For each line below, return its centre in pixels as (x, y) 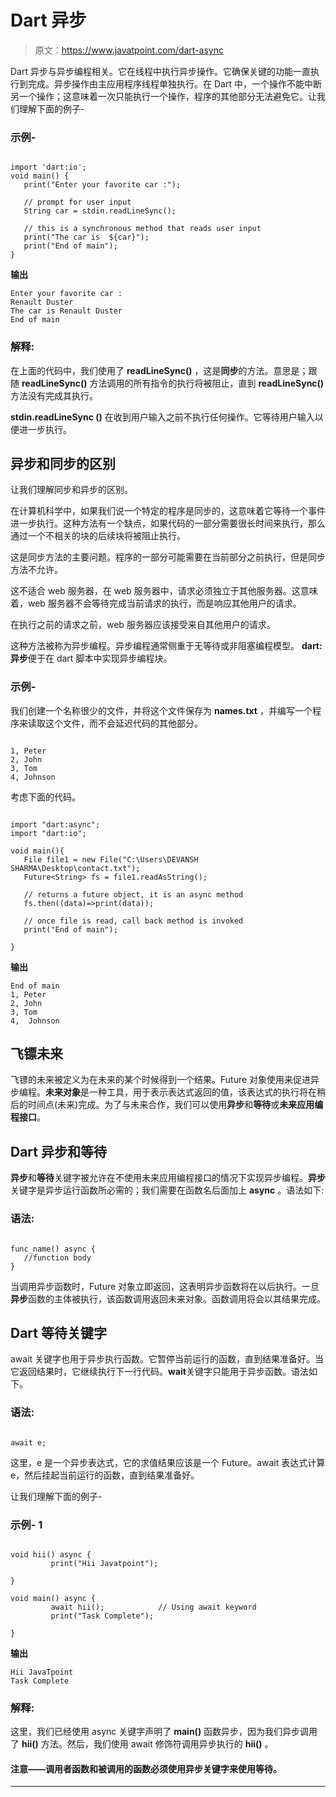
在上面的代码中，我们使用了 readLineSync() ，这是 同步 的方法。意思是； (159, 370)
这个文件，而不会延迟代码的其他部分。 (123, 723)
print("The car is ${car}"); (86, 237)
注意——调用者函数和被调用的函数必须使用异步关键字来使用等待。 (146, 1768)
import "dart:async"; (55, 824)
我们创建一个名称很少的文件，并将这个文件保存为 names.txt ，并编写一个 (161, 710)
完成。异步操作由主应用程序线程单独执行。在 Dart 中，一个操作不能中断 (174, 83)
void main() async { (53, 1598)
